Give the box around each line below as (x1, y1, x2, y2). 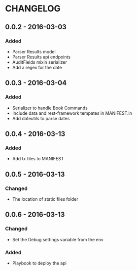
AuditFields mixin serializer (12, 59, 68, 65)
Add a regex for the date (12, 64, 62, 70)
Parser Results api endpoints (12, 54, 70, 60)
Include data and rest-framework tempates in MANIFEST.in (12, 110, 132, 116)
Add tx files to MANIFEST (12, 156, 64, 162)
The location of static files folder (12, 196, 78, 202)
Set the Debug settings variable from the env (12, 236, 103, 242)
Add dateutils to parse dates (12, 115, 70, 121)
